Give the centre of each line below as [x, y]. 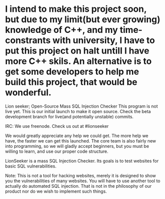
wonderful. [28, 93]
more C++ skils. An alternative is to [78, 61]
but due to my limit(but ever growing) [83, 19]
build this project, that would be [71, 82]
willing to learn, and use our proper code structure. [57, 151]
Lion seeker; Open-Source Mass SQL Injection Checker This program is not [82, 106]
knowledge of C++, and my [62, 30]
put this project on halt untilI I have [77, 51]
